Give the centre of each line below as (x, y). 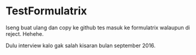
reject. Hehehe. (25, 33)
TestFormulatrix (47, 11)
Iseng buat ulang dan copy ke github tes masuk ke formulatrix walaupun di (98, 27)
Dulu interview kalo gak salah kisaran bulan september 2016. (81, 45)
